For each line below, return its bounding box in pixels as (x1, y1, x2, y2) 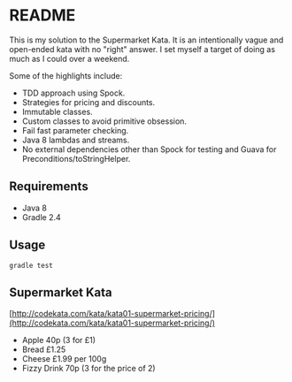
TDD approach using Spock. (21, 88, 126, 98)
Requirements (9, 179, 88, 195)
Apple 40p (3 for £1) (21, 335, 96, 346)
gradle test (9, 261, 53, 270)
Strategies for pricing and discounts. (21, 96, 156, 107)
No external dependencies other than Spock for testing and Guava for (21, 143, 277, 155)
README (9, 5, 76, 26)
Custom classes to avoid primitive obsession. (21, 116, 188, 126)
